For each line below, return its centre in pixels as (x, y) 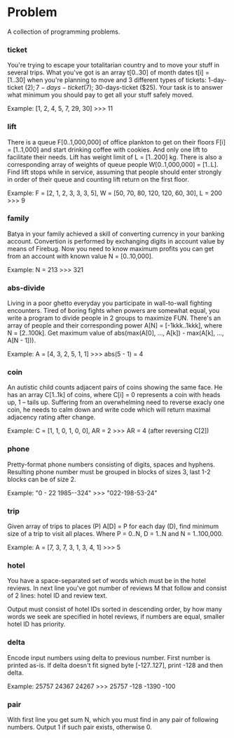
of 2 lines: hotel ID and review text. (57, 596)
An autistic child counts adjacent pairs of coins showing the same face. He (115, 387)
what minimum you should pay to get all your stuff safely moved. (101, 95)
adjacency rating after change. (51, 417)
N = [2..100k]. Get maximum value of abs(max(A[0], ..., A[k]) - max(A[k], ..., (116, 333)
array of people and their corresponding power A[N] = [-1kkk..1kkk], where (115, 326)
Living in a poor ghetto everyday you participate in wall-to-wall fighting (110, 303)
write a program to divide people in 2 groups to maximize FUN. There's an (114, 318)
